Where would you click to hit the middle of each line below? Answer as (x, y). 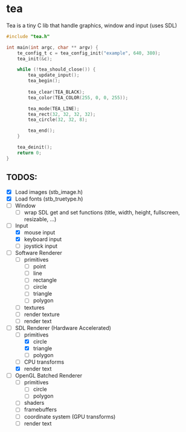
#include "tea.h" (28, 36)
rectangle (45, 280)
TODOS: (22, 177)
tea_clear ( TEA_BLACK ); (56, 92)
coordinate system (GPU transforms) (70, 416)
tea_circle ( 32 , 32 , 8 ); (58, 120)
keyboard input (43, 239)
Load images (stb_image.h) (49, 192)
